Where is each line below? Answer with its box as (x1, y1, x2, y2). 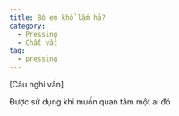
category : (9, 21, 47, 30)
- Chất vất (17, 37, 58, 47)
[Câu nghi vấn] (9, 79, 64, 89)
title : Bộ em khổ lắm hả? (9, 12, 106, 22)
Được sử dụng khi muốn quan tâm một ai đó (9, 96, 171, 107)
